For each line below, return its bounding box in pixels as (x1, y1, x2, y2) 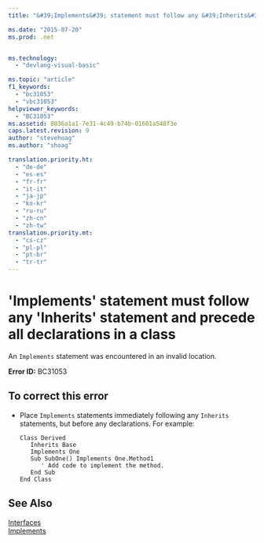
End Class (19, 475, 53, 483)
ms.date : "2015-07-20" (8, 25, 82, 34)
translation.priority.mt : (8, 229, 93, 237)
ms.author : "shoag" (8, 142, 72, 150)
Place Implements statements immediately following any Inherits (19, 410, 229, 419)
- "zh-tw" (15, 221, 47, 229)
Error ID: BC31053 (8, 367, 68, 376)
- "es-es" (15, 170, 47, 178)
